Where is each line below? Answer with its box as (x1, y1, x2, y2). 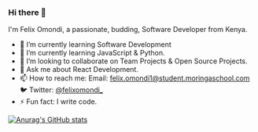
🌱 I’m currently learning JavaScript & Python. (19, 48, 165, 58)
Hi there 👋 (8, 7, 47, 18)
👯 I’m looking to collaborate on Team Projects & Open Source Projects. (19, 56, 248, 66)
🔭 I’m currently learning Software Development (19, 40, 171, 49)
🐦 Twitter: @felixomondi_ (19, 85, 104, 95)
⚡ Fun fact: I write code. (19, 97, 98, 106)
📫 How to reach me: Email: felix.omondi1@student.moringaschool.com (19, 73, 250, 83)
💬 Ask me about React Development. (19, 65, 139, 74)
